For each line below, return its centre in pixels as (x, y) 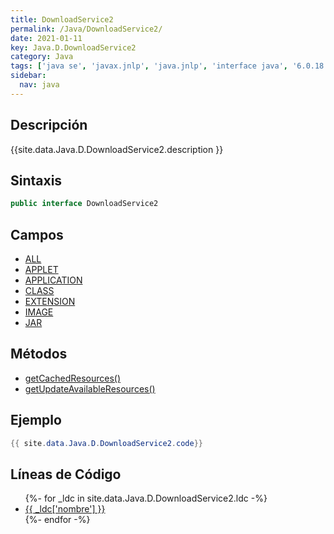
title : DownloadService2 (62, 19)
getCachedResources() (73, 378)
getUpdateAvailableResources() (90, 388)
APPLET (41, 270)
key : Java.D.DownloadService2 (73, 47)
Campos (37, 234)
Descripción (49, 125)
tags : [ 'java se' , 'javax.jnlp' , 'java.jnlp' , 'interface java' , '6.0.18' (169, 66)
